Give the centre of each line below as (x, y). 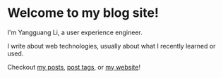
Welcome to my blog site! (83, 13)
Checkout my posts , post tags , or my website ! (74, 67)
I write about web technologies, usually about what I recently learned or (111, 46)
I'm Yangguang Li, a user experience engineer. (75, 32)
